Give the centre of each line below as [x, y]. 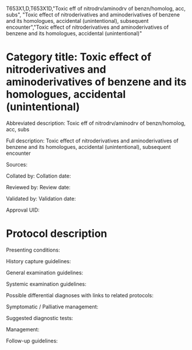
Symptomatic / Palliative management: [52, 307]
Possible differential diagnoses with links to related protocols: [80, 295]
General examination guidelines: [45, 273]
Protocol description [57, 234]
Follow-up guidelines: [32, 341]
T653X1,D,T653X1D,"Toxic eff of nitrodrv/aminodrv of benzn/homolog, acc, [96, 9]
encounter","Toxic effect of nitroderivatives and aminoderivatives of [88, 27]
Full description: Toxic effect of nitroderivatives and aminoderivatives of [92, 141]
